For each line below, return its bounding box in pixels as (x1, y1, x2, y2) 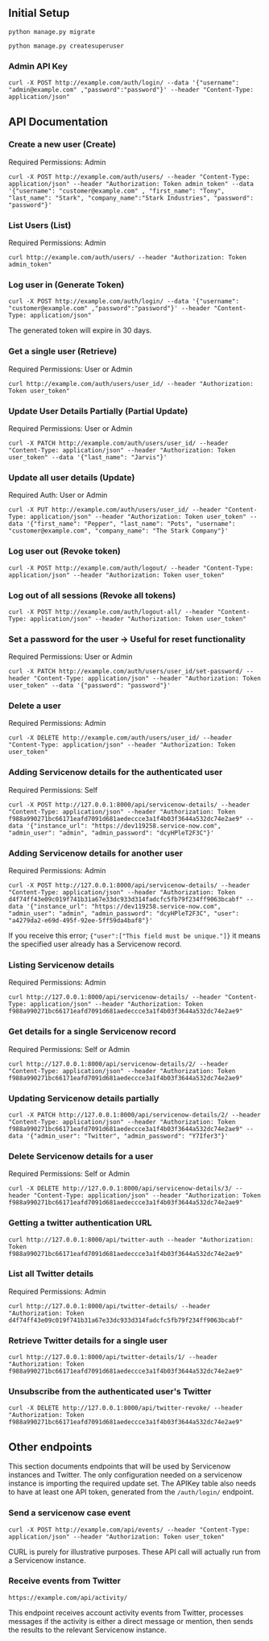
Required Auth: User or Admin (8, 491, 108, 500)
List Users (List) (8, 219, 72, 230)
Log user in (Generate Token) (8, 280, 125, 291)
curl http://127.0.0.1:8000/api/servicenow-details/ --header (8, 993, 221, 1001)
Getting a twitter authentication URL (8, 1217, 152, 1229)
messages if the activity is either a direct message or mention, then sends (8, 1616, 254, 1626)
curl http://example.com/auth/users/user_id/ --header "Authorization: (8, 379, 254, 387)
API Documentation (8, 114, 109, 128)
